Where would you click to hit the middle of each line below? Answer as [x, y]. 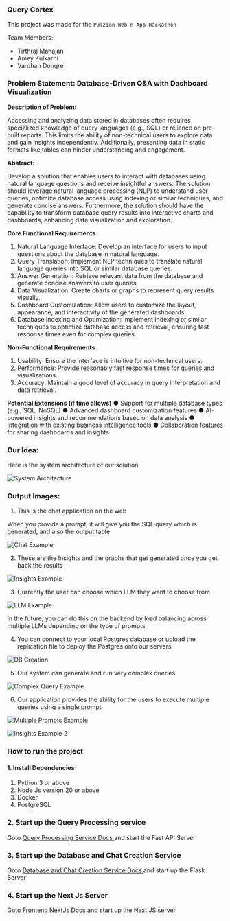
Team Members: [30, 38]
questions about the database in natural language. [88, 254]
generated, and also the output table [59, 532]
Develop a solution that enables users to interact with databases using [106, 176]
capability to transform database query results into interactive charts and [111, 212]
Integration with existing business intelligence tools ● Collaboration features [115, 425]
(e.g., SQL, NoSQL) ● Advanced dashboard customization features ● [106, 410]
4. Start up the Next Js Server [58, 895]
